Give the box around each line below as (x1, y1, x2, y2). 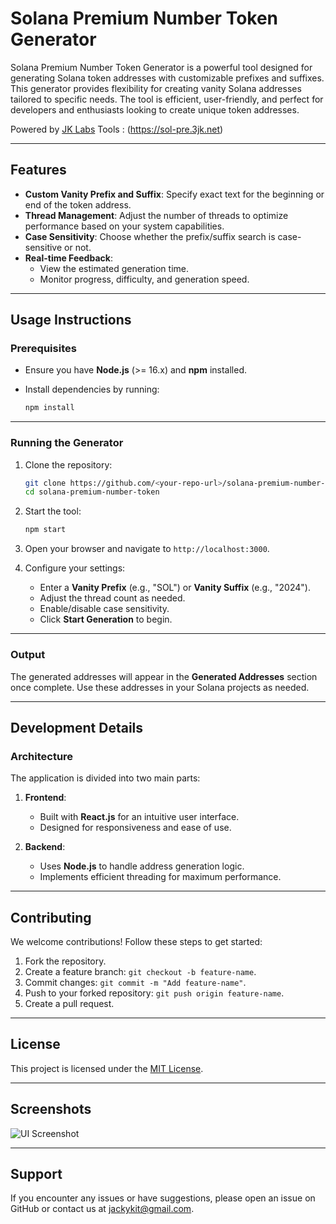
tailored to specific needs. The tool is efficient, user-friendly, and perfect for (10, 93, 324, 105)
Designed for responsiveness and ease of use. (39, 822, 232, 834)
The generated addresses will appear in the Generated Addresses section (10, 670, 318, 682)
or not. (64, 241, 92, 253)
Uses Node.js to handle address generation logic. (39, 860, 245, 872)
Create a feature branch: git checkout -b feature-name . (24, 966, 257, 978)
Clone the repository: (24, 458, 113, 471)
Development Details (10, 719, 144, 736)
